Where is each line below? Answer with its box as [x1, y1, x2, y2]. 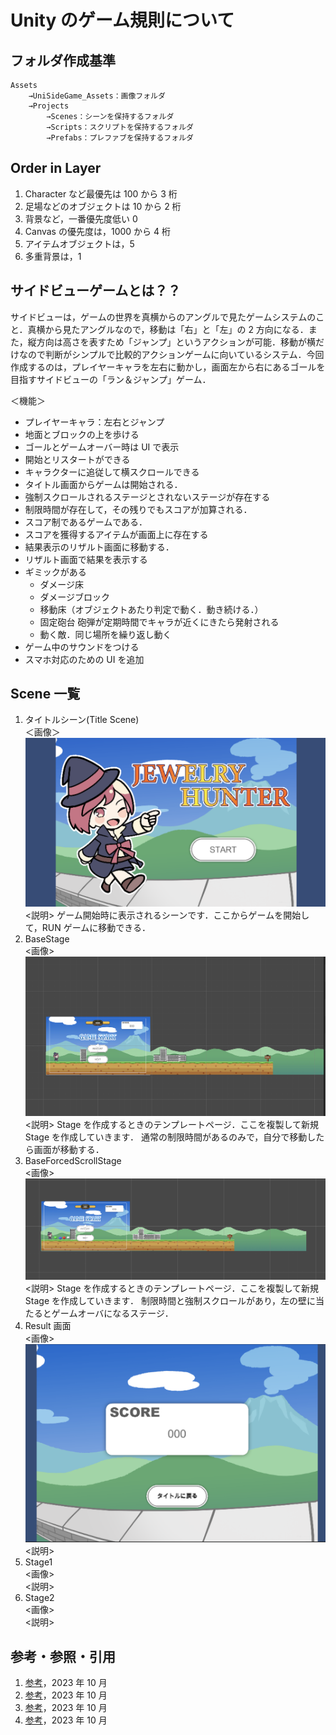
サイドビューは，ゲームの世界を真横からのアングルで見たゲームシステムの [10, 311, 317, 323]
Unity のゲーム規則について [10, 9, 235, 32]
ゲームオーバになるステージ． [51, 1307, 174, 1319]
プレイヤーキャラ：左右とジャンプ [24, 416, 165, 428]
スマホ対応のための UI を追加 [24, 653, 145, 665]
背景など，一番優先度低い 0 [24, 212, 138, 225]
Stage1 [24, 1556, 53, 1568]
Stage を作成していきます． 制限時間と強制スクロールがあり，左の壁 [24, 1294, 307, 1306]
